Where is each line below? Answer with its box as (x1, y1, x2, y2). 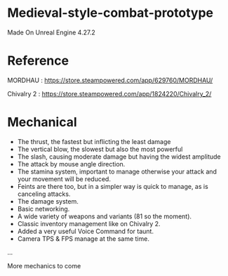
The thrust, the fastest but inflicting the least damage (17, 137, 171, 145)
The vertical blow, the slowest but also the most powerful (17, 145, 183, 153)
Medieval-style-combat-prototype (7, 5, 214, 21)
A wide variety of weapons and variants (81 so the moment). (17, 212, 192, 221)
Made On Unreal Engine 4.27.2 (7, 28, 96, 37)
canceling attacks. (17, 190, 71, 198)
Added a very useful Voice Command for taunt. (17, 227, 154, 235)
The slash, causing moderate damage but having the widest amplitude (17, 152, 221, 161)
